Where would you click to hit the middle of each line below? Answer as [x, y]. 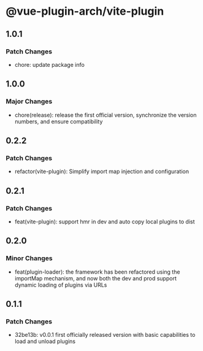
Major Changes [29, 101]
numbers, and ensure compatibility [59, 121]
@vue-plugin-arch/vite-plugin [85, 11]
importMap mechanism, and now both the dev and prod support [96, 278]
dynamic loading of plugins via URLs [61, 285]
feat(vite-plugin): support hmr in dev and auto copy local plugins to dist [105, 222]
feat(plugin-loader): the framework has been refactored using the [97, 272]
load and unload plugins [45, 341]
